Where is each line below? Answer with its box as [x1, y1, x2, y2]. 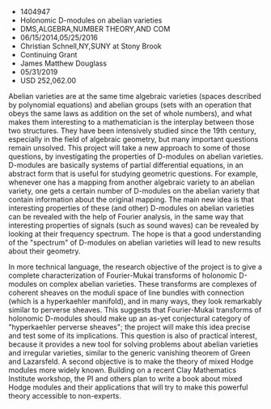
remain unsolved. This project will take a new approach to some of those [8, 143, 251, 152]
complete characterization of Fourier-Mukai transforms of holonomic [8, 271, 237, 280]
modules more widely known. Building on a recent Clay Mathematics [8, 365, 237, 375]
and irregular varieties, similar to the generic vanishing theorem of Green [8, 348, 251, 357]
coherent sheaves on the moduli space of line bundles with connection [8, 288, 244, 297]
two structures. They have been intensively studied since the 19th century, [8, 126, 256, 135]
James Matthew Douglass [19, 58, 108, 68]
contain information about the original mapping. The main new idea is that [8, 194, 255, 204]
